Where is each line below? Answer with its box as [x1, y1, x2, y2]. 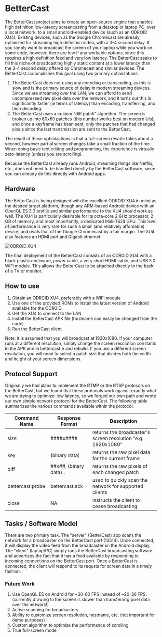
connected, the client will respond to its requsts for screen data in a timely [5, 563, 152, 569]
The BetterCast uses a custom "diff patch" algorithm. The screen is [12, 111, 146, 116]
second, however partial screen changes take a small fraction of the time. [5, 141, 151, 146]
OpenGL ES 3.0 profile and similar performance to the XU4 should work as [5, 208, 153, 214]
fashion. [5, 568, 21, 574]
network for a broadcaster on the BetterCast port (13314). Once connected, [5, 538, 155, 543]
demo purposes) [12, 617, 45, 623]
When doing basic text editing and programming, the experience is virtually [5, 146, 155, 152]
